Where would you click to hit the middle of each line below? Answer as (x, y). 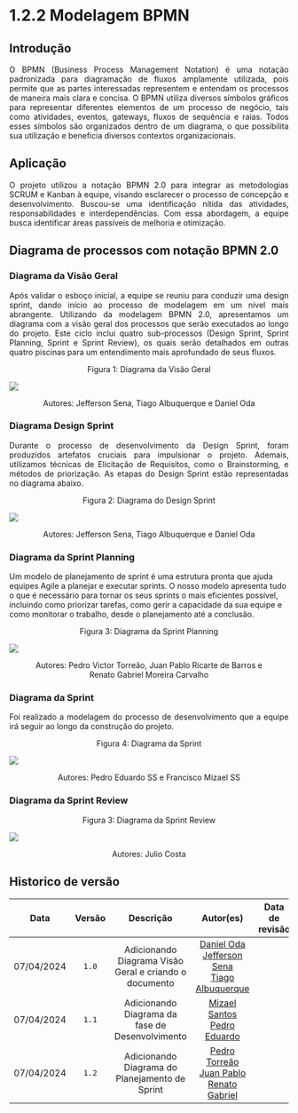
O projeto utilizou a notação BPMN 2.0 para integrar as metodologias (149, 185)
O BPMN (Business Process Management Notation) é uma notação (149, 69)
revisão (274, 929)
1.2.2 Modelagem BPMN (99, 16)
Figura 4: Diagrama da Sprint (149, 743)
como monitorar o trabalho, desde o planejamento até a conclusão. (132, 615)
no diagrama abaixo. (47, 483)
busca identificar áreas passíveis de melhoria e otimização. (118, 222)
